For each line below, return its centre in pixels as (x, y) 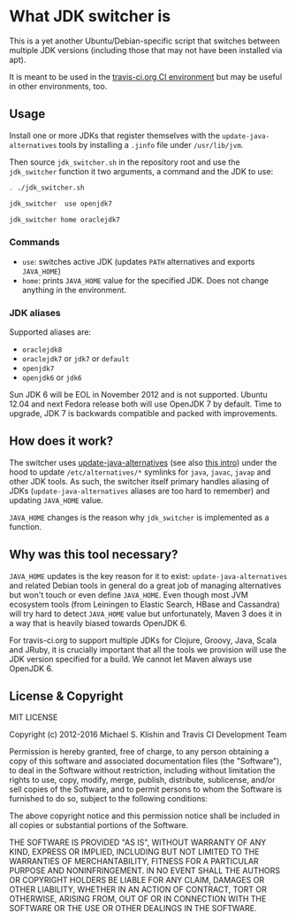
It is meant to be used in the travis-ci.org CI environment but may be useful (146, 76)
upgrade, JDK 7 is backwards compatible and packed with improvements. (144, 413)
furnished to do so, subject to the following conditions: (108, 799)
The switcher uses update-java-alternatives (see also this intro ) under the (143, 462)
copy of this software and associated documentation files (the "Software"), (146, 761)
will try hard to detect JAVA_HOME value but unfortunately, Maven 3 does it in (146, 614)
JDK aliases (35, 313)
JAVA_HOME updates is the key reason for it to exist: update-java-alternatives (148, 576)
